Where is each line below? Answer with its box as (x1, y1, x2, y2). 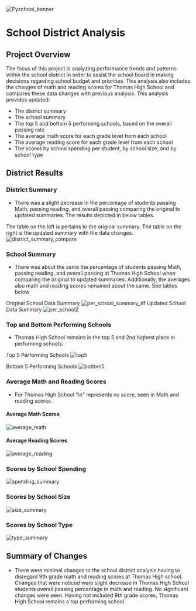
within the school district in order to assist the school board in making (6, 71, 174, 78)
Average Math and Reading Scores (6, 377, 106, 386)
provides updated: (6, 96, 50, 103)
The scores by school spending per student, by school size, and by (14, 145, 177, 152)
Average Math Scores (6, 411, 60, 418)
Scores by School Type (6, 521, 73, 529)
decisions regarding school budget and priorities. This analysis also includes (6, 77, 191, 85)
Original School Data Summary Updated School (6, 299, 186, 306)
